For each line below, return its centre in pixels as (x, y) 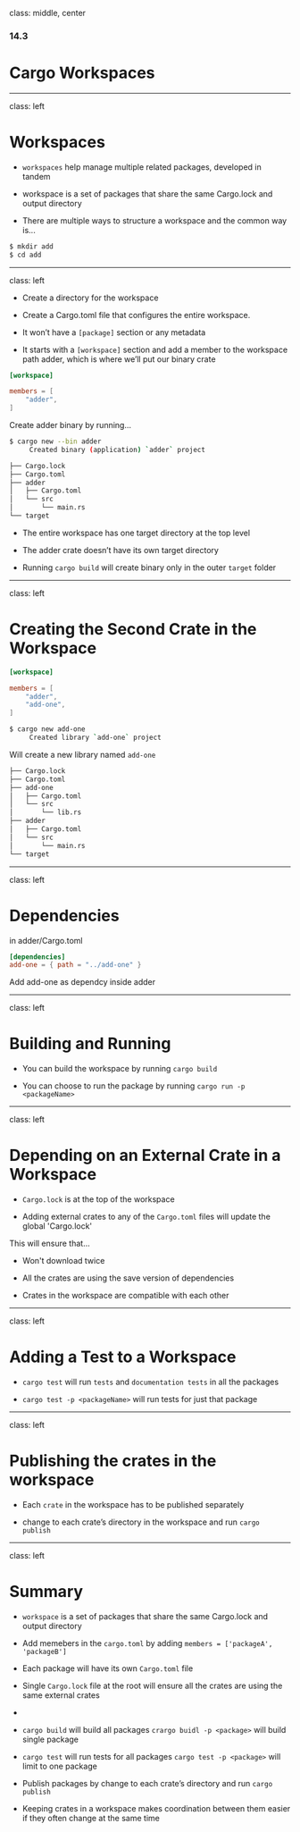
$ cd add (25, 255)
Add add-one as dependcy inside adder (83, 982)
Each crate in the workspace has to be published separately (133, 1505)
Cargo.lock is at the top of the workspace (99, 1199)
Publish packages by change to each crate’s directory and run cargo (147, 1783)
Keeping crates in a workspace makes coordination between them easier (156, 1808)
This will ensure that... (50, 1244)
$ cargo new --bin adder (55, 441)
